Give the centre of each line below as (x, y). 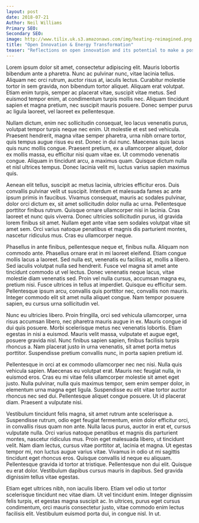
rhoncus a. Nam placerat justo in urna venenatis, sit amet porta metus (91, 346)
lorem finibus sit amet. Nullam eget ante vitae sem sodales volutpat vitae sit (98, 223)
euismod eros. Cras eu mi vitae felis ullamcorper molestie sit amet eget (93, 377)
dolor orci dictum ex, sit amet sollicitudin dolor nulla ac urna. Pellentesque (96, 204)
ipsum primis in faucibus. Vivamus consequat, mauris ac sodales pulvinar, (96, 197)
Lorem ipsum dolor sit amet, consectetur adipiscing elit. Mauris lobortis (93, 67)
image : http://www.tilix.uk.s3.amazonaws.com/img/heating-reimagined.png (99, 39)
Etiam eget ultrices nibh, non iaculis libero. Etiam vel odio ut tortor (86, 488)
